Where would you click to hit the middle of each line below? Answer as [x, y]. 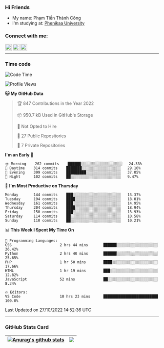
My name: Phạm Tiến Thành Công [47, 18]
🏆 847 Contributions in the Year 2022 [55, 103]
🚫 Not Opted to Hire [37, 126]
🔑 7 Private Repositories [41, 145]
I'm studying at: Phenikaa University [48, 23]
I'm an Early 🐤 [19, 155]
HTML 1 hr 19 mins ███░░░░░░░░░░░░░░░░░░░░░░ [82, 271]
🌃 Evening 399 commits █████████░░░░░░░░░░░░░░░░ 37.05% [73, 172]
